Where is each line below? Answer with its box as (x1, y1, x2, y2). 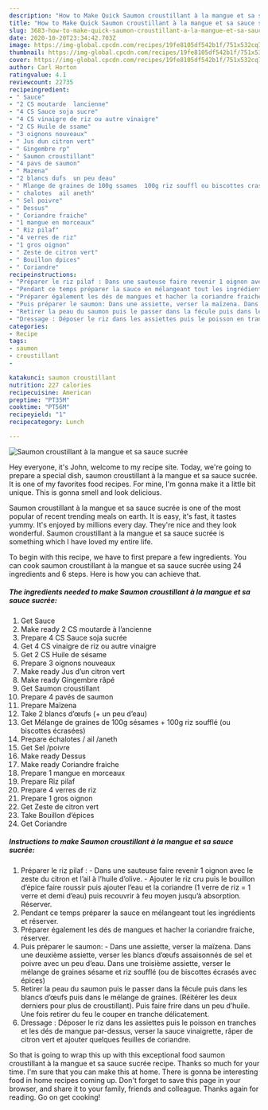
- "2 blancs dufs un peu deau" (9, 174, 116, 183)
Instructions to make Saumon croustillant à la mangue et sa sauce (9, 837, 234, 847)
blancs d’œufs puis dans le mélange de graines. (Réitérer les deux (20, 992, 238, 1002)
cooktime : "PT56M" (9, 403, 70, 411)
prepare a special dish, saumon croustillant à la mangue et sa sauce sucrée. (9, 470, 258, 480)
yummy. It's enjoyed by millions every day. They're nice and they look (9, 520, 237, 529)
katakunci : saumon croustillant (9, 373, 116, 382)
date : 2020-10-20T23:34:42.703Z (9, 33, 116, 42)
